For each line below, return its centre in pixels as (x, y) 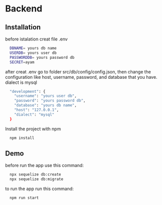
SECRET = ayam (22, 62)
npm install (22, 138)
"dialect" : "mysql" (34, 114)
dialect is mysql (21, 82)
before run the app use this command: (44, 166)
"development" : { (28, 91)
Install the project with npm (33, 129)
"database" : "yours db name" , (46, 105)
